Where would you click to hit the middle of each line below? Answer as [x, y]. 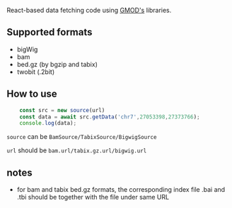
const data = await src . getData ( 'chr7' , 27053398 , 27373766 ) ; [110, 117]
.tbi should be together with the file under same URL [93, 197]
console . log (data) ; [48, 123]
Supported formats [50, 32]
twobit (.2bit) [35, 72]
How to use [32, 94]
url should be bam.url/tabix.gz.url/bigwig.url [77, 150]
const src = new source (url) [62, 110]
